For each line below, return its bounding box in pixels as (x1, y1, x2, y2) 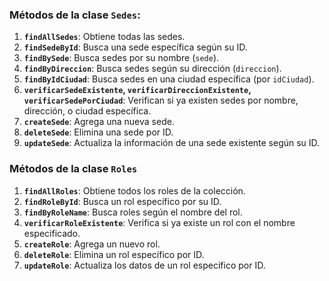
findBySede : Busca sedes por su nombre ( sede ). (23, 52, 220, 64)
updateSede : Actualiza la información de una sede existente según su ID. (23, 137, 321, 149)
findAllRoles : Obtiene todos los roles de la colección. (23, 184, 246, 197)
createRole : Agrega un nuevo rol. (23, 238, 161, 250)
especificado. (23, 227, 81, 239)
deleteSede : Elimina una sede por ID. (23, 126, 174, 138)
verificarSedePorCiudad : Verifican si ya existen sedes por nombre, (23, 94, 299, 107)
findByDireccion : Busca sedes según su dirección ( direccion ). (23, 63, 282, 75)
